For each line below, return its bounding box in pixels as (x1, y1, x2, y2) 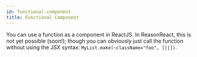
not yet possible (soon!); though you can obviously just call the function (6, 37, 184, 44)
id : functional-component (6, 8, 71, 15)
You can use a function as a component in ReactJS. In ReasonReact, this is (6, 31, 191, 38)
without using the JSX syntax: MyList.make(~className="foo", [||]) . (6, 43, 177, 51)
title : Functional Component (6, 14, 79, 20)
